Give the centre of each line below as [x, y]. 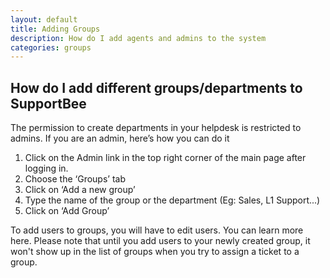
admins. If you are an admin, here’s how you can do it [120, 138]
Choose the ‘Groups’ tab [75, 179]
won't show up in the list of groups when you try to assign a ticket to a [155, 252]
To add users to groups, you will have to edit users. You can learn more [157, 230]
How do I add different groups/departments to [156, 87]
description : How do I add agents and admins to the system [138, 38]
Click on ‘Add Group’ [67, 211]
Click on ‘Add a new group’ [80, 190]
